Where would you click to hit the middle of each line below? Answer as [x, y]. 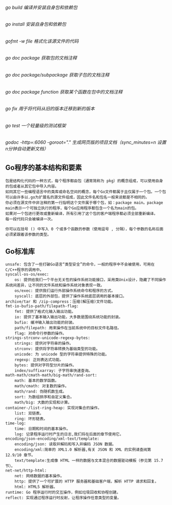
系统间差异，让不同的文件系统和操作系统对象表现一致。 [55, 285]
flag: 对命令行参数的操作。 [40, 333]
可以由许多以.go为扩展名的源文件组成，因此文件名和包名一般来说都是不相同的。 [77, 197]
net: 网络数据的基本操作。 [39, 476]
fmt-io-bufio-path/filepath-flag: [42, 306]
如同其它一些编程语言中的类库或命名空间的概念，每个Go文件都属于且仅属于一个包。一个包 [86, 192]
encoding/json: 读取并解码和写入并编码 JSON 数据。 [65, 444]
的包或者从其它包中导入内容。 [32, 186]
